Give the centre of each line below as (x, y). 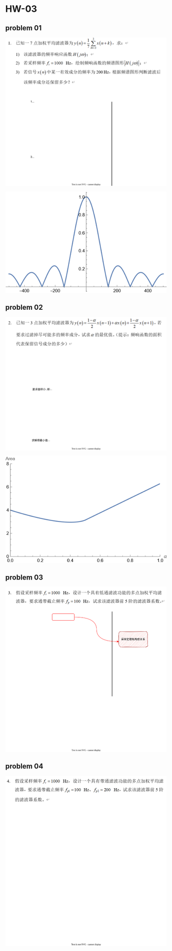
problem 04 (24, 766)
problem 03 (24, 577)
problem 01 (24, 28)
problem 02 (24, 307)
